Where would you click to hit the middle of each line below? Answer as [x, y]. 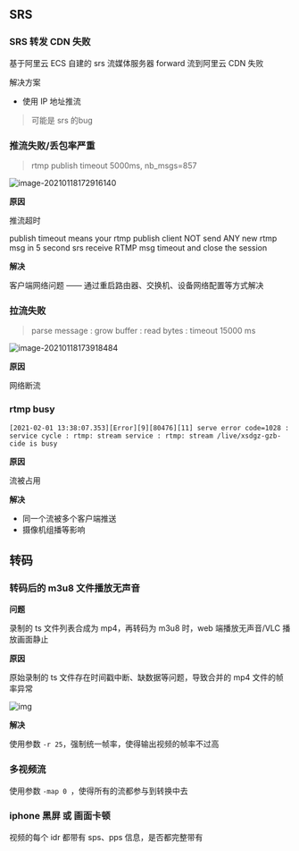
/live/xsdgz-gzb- [249, 436]
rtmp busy [32, 409]
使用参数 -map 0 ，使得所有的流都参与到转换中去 [99, 790]
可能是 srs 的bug [62, 120]
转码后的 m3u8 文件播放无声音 [75, 588]
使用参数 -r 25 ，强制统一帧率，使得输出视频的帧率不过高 [114, 744]
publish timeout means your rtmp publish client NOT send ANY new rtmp [143, 238]
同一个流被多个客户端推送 [69, 518]
